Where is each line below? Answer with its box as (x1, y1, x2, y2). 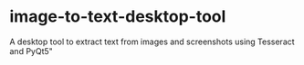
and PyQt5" (9, 45, 53, 56)
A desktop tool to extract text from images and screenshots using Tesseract (9, 36, 295, 47)
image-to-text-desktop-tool (9, 6, 226, 27)
